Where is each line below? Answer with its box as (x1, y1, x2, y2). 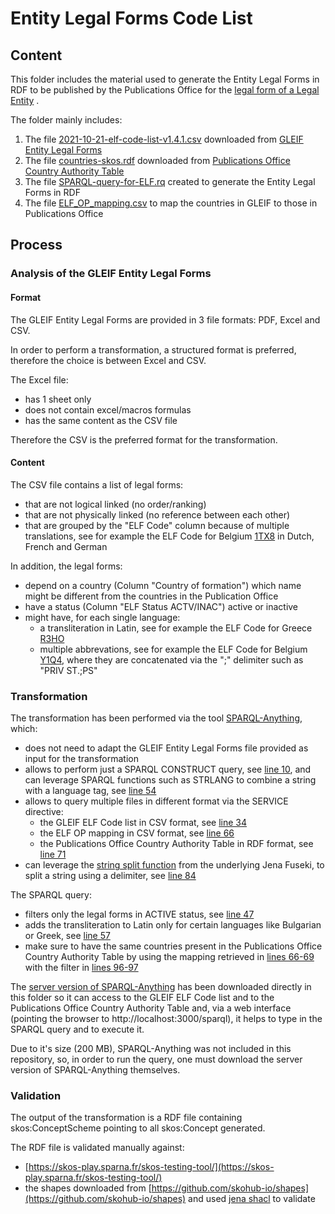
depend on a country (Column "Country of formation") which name (24, 579, 302, 591)
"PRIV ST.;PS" (39, 664, 98, 676)
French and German (24, 540, 108, 552)
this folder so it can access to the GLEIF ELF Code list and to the (10, 992, 275, 1004)
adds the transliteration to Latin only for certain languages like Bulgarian (24, 919, 322, 931)
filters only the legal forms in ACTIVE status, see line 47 (24, 908, 255, 921)
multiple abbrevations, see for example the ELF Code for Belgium (39, 643, 308, 655)
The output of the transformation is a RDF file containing (10, 1112, 243, 1124)
